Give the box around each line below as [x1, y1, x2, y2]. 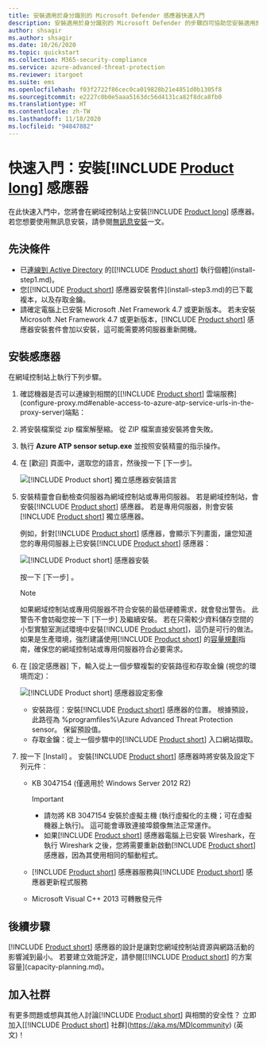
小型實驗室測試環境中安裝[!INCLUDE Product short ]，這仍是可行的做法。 [19, 624, 258, 634]
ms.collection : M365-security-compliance [8, 56, 148, 64]
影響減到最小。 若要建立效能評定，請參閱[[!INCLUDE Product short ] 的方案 [8, 952, 253, 962]
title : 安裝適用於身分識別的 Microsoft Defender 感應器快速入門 [8, 11, 205, 20]
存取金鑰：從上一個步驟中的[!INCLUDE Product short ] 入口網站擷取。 [31, 735, 257, 744]
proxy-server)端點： [19, 408, 87, 417]
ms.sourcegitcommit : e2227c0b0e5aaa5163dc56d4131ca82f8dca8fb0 [8, 93, 222, 101]
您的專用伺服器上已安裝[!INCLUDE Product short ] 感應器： [19, 539, 211, 548]
